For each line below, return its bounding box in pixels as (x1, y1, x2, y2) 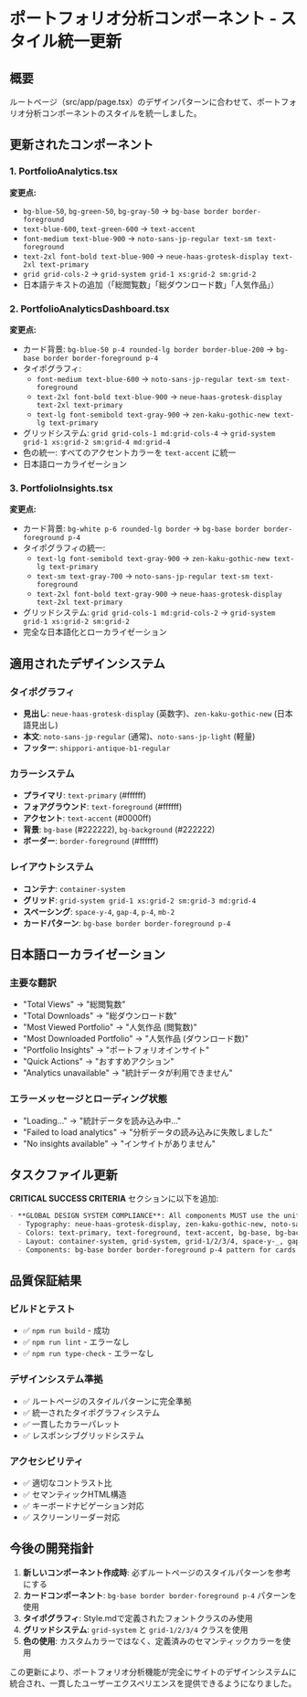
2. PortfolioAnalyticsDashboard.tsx (9, 302, 170, 315)
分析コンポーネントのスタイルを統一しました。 (25, 108, 202, 119)
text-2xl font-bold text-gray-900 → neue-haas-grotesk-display (36, 589, 282, 599)
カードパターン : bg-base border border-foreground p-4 (22, 917, 231, 928)
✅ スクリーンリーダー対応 (22, 1511, 121, 1522)
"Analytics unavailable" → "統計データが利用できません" (22, 1067, 233, 1078)
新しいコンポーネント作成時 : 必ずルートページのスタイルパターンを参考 (22, 1566, 291, 1577)
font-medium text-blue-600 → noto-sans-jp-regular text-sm (36, 373, 267, 384)
